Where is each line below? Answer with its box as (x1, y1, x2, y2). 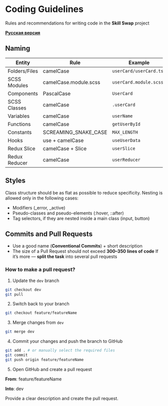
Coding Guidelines (5, 3, 84, 15)
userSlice (112, 145, 135, 151)
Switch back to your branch (12, 301, 69, 307)
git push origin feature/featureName (5, 357, 84, 362)
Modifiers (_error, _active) (12, 204, 65, 210)
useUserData (112, 137, 141, 143)
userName (112, 113, 133, 118)
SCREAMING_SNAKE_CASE (42, 128, 107, 135)
